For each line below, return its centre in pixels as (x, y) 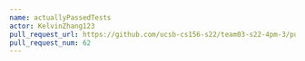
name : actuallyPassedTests (60, 17)
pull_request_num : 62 (50, 43)
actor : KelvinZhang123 (52, 26)
